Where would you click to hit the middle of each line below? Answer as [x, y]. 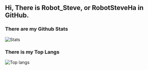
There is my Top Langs [32, 52]
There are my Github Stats [37, 29]
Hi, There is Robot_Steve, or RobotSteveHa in [74, 8]
